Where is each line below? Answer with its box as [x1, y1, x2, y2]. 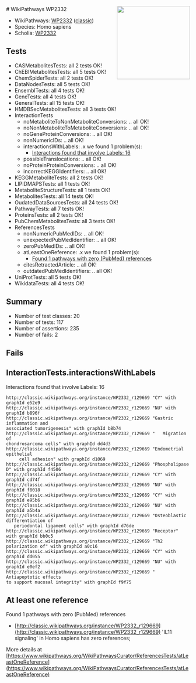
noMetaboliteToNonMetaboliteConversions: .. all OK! [23, 118, 149, 125]
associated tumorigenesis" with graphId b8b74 [6, 425, 121, 431]
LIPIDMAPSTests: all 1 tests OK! [14, 180, 90, 187]
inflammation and [6, 420, 48, 426]
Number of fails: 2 [14, 331, 58, 338]
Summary [6, 297, 43, 307]
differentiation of [6, 518, 54, 524]
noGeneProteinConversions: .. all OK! [23, 130, 113, 137]
